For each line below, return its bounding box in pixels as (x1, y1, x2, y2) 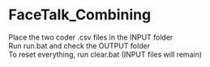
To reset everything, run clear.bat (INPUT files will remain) (8, 49, 203, 59)
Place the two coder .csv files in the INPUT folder (8, 32, 174, 42)
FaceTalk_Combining (8, 6, 152, 24)
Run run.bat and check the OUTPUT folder (8, 40, 151, 50)
